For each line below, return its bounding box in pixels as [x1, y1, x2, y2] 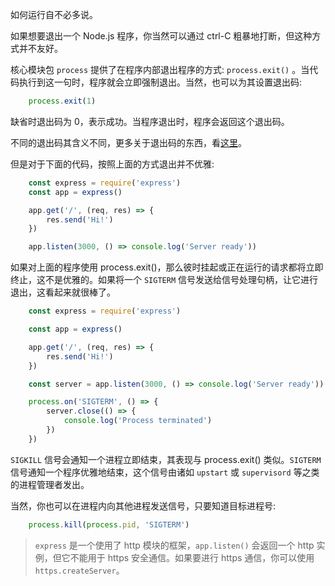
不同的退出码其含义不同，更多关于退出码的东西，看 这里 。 [10, 136, 247, 148]
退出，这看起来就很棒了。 [10, 286, 116, 298]
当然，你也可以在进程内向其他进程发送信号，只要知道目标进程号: [10, 499, 277, 512]
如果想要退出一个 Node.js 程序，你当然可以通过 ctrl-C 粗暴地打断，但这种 [10, 30, 313, 42]
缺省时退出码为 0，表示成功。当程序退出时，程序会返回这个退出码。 [10, 115, 290, 127]
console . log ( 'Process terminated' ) [63, 416, 213, 426]
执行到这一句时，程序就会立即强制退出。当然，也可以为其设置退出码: [18, 76, 303, 88]
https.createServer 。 [34, 564, 125, 576]
